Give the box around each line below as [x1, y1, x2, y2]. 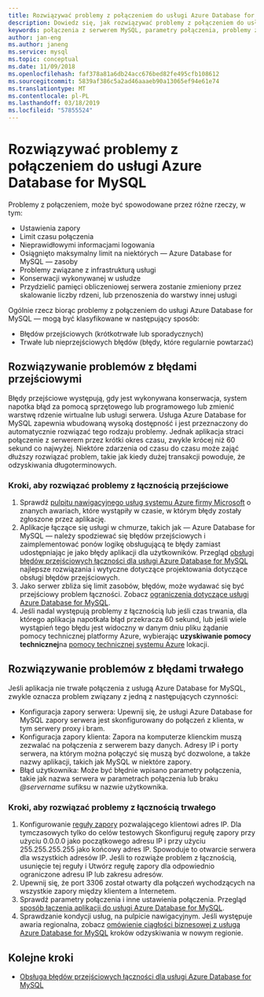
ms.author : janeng [8, 41, 68, 49]
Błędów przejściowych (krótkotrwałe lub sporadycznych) [19, 329, 204, 338]
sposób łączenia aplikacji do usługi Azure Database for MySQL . [19, 903, 225, 913]
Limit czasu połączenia [19, 231, 94, 241]
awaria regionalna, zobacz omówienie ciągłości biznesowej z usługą [19, 920, 241, 929]
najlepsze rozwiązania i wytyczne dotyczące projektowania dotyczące [19, 565, 247, 574]
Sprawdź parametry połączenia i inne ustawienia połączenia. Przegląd [19, 895, 247, 904]
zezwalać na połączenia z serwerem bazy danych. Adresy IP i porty [19, 740, 239, 749]
